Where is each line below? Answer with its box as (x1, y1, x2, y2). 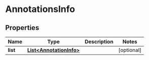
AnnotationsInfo (5, 3, 75, 15)
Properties (5, 23, 39, 32)
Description (84, 38, 114, 45)
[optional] (118, 46, 142, 53)
